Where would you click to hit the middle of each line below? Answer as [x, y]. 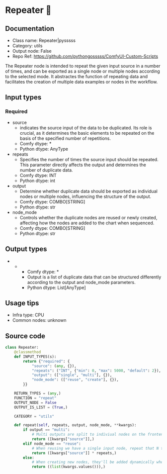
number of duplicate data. [46, 170]
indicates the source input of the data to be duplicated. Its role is [86, 128]
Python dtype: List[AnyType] [56, 287]
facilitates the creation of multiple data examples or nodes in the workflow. [82, 82]
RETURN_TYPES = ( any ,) [38, 393]
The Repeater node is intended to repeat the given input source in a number [83, 66]
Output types [26, 249]
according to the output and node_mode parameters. [81, 282]
